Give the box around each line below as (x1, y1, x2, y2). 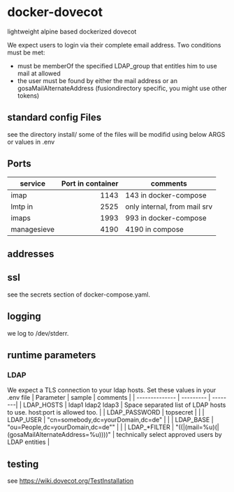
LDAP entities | (7, 438, 50, 447)
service (20, 179, 46, 188)
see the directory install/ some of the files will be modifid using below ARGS (7, 130, 226, 138)
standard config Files (7, 112, 102, 124)
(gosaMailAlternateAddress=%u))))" (7, 431, 112, 439)
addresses (7, 248, 54, 260)
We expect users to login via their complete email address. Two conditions (7, 40, 221, 49)
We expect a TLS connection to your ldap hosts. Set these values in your (7, 386, 217, 394)
